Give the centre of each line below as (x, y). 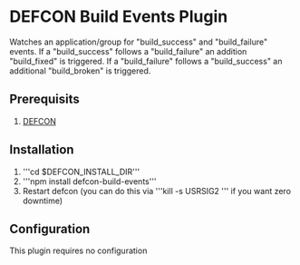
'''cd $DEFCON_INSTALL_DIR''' (81, 172)
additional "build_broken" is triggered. (80, 71)
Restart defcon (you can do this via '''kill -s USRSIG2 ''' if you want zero (157, 191)
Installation (42, 150)
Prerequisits (44, 99)
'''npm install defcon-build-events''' (89, 181)
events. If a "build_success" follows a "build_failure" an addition (128, 51)
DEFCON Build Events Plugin (119, 17)
